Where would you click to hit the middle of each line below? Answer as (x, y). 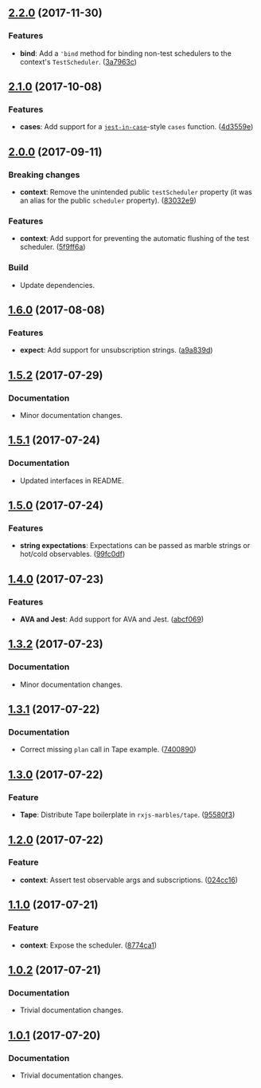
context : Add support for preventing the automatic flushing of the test (134, 238)
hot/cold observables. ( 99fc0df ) (72, 554)
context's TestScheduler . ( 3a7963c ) (78, 61)
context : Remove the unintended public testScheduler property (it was (136, 192)
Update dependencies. (57, 285)
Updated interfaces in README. (72, 480)
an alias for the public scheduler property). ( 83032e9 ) (108, 201)
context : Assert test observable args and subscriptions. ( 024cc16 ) (129, 880)
